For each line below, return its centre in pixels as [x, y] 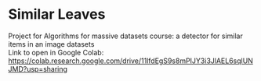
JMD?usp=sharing [38, 69]
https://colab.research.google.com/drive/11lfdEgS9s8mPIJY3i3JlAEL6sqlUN [130, 61]
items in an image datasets [51, 44]
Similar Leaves [57, 14]
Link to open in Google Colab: [56, 52]
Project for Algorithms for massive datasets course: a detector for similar [125, 36]
